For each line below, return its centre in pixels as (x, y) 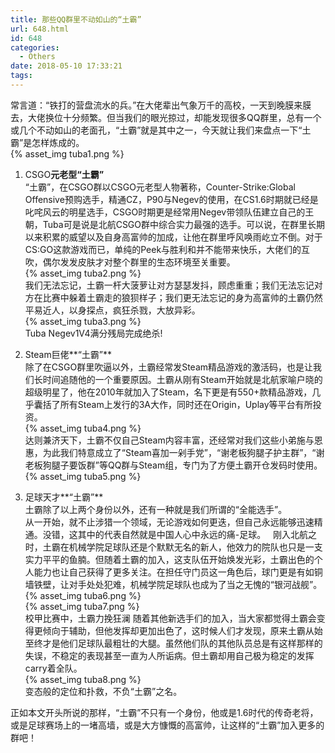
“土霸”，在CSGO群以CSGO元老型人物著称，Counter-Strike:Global (160, 187)
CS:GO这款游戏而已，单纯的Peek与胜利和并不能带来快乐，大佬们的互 (167, 249)
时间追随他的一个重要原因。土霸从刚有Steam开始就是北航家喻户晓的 (182, 379)
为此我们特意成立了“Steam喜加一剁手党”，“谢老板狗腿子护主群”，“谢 (183, 452)
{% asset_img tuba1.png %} (67, 153)
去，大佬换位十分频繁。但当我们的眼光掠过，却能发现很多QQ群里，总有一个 (166, 117)
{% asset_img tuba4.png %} (83, 428)
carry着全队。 (53, 668)
